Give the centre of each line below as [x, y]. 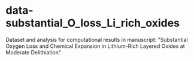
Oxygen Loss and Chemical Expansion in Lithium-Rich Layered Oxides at [95, 46]
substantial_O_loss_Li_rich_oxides [93, 23]
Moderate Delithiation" [33, 52]
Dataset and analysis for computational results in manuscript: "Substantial [97, 39]
